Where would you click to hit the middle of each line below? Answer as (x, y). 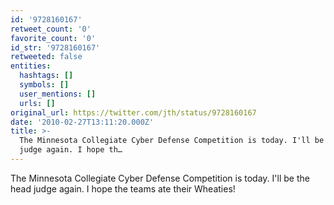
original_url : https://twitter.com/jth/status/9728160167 (133, 112)
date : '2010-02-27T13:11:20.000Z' (82, 122)
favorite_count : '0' (53, 38)
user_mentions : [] (58, 94)
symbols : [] (44, 85)
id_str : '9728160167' (55, 47)
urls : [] (37, 103)
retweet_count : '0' (51, 29)
